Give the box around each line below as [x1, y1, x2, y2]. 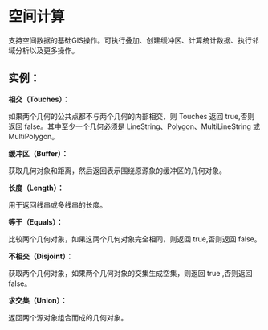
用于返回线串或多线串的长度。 [8, 200, 107, 209]
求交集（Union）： [8, 295, 68, 305]
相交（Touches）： [8, 94, 70, 104]
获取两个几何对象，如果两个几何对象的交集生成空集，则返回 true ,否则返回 [8, 268, 253, 278]
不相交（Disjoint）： [8, 251, 74, 261]
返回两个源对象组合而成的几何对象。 [8, 312, 128, 322]
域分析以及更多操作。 [8, 45, 79, 55]
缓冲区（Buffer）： [8, 148, 69, 158]
